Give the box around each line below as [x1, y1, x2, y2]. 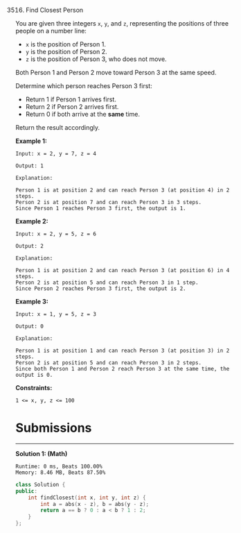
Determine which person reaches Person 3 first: [15, 82, 152, 90]
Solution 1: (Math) [15, 449, 68, 457]
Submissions [15, 420, 92, 436]
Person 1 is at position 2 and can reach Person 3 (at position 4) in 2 [15, 187, 230, 194]
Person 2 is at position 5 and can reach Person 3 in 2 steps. [15, 359, 202, 366]
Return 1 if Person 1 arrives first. [25, 95, 117, 103]
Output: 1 [15, 162, 44, 169]
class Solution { [15, 481, 66, 488]
